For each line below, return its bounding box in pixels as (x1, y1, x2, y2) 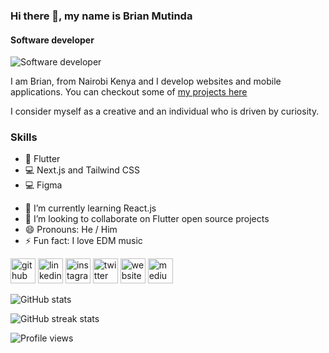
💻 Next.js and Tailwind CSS (24, 164, 140, 176)
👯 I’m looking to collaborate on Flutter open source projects (24, 213, 270, 225)
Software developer (10, 34, 95, 46)
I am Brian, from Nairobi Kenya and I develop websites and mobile (10, 75, 282, 88)
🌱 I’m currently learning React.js (24, 202, 157, 214)
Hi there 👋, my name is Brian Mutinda (10, 9, 193, 23)
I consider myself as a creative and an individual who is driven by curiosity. (10, 105, 320, 118)
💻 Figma (24, 179, 63, 191)
